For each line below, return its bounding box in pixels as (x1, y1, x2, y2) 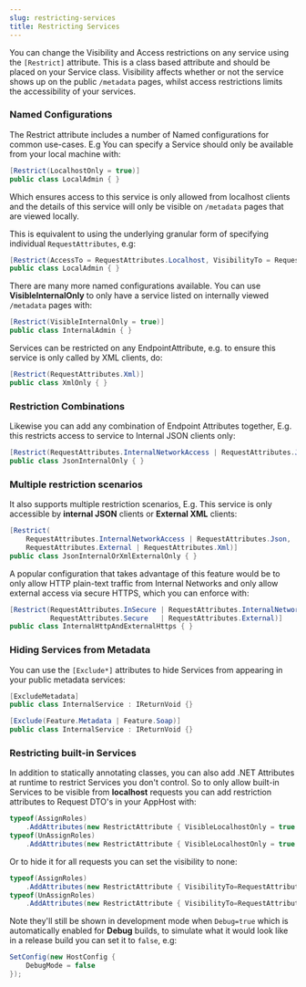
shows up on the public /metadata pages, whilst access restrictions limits (9, 76, 283, 87)
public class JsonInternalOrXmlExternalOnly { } (9, 551, 198, 561)
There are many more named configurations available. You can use (9, 280, 261, 292)
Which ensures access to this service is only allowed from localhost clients (9, 191, 291, 202)
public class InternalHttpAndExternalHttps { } (9, 622, 194, 631)
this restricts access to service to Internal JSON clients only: (9, 431, 236, 442)
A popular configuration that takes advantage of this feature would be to (9, 567, 280, 579)
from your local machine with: (9, 148, 121, 160)
